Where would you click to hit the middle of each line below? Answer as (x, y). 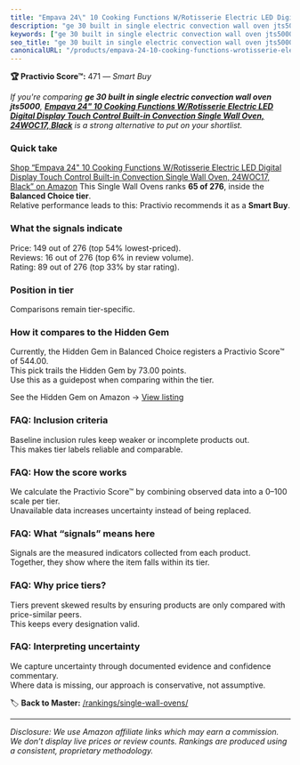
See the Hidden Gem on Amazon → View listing (97, 398)
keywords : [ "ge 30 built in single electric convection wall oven (136, 34)
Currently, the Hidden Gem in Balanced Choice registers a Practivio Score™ (147, 351)
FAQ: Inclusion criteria (59, 421)
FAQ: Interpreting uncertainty (75, 647)
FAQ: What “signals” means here (83, 533)
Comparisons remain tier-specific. (73, 310)
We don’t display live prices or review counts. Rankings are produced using (149, 741)
